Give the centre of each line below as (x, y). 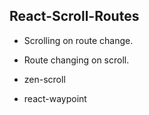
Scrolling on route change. (78, 40)
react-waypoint (55, 98)
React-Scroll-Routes (74, 16)
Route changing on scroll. (76, 60)
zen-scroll (44, 79)
